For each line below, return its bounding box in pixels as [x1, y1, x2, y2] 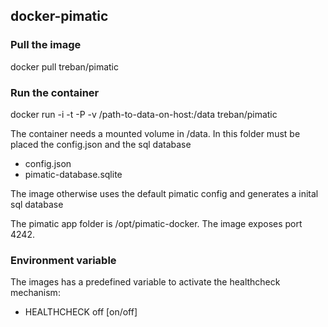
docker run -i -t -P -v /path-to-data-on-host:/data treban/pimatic [10, 108, 278, 120]
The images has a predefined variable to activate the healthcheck [10, 276, 281, 288]
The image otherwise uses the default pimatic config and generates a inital [10, 187, 319, 199]
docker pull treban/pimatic [10, 60, 119, 73]
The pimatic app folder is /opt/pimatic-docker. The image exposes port [10, 217, 303, 229]
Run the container [10, 85, 100, 99]
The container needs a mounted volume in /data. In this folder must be [10, 127, 301, 139]
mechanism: [10, 287, 61, 299]
